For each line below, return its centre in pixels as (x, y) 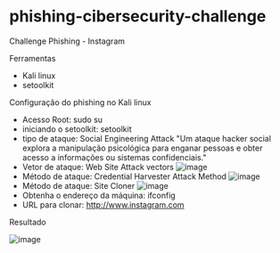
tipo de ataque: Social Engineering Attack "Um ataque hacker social (147, 138)
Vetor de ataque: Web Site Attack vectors (98, 167)
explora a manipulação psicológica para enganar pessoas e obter (142, 148)
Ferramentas (33, 58)
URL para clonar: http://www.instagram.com (103, 204)
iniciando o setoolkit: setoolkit (77, 129)
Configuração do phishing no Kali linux (80, 102)
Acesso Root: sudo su (62, 119)
